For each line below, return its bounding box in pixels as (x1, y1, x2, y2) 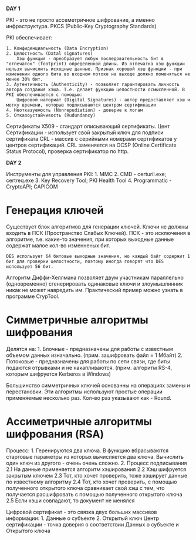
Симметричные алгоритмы (6, 313, 148, 327)
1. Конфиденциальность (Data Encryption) (6, 45, 109, 51)
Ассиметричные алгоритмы (6, 415, 152, 429)
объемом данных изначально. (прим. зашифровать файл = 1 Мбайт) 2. (6, 352, 183, 359)
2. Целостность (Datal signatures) (6, 51, 93, 57)
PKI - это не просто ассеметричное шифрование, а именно (6, 16, 156, 23)
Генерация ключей (6, 204, 104, 217)
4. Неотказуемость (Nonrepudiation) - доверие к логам (6, 107, 143, 113)
